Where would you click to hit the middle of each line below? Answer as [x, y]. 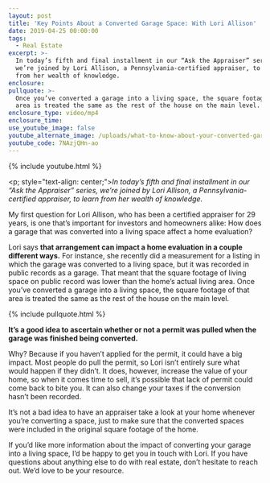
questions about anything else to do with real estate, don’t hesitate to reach [133, 462]
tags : [17, 38]
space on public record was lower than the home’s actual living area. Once [132, 281]
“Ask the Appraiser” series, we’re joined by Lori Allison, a [103, 190]
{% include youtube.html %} [55, 166]
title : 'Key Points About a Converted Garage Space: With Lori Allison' [133, 23]
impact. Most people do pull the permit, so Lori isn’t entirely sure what [124, 362]
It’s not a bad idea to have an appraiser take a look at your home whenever [132, 412]
